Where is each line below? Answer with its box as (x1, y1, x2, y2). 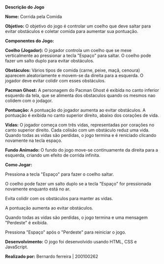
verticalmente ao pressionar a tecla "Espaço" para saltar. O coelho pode (5, 53, 151, 58)
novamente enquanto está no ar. (5, 186, 71, 192)
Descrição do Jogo (5, 4, 45, 10)
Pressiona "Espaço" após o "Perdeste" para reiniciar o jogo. (5, 229, 126, 235)
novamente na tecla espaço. (5, 137, 62, 143)
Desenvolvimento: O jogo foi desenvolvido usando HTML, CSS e (5, 239, 137, 244)
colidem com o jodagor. (5, 98, 53, 104)
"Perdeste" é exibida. (5, 220, 48, 225)
